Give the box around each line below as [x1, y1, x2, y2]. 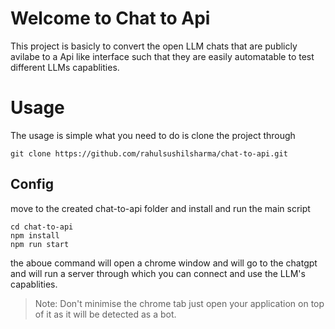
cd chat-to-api [10, 222, 74, 232]
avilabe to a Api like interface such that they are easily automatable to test [10, 50, 315, 62]
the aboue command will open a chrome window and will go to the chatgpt [10, 257, 318, 269]
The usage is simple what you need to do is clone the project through [10, 129, 296, 141]
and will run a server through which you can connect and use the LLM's [10, 267, 306, 279]
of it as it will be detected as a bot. [34, 308, 177, 320]
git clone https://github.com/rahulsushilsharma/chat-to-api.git [10, 148, 288, 159]
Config [10, 176, 54, 193]
